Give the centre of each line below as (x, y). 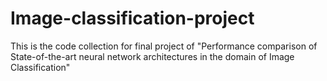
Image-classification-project (132, 18)
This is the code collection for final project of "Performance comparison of (164, 46)
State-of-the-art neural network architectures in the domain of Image (152, 56)
